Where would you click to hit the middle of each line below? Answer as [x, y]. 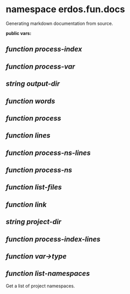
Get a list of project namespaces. [40, 286]
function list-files [34, 187]
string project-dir [34, 222]
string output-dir [33, 84]
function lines [28, 136]
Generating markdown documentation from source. [59, 23]
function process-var [40, 66]
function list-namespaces [48, 273]
